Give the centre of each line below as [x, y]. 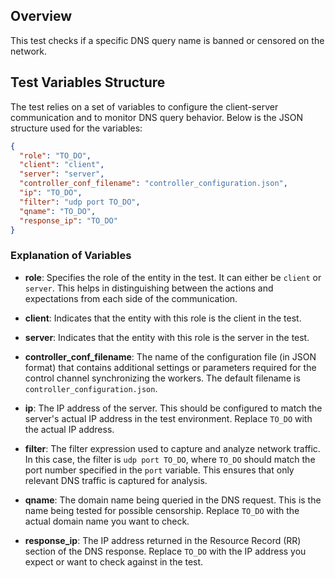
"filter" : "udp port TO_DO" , [80, 202]
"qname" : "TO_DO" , [58, 211]
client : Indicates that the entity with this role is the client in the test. [163, 318]
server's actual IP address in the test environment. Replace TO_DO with [168, 418]
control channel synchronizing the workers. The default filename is [162, 378]
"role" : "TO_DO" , [55, 155]
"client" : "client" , [62, 165]
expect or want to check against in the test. [114, 561]
